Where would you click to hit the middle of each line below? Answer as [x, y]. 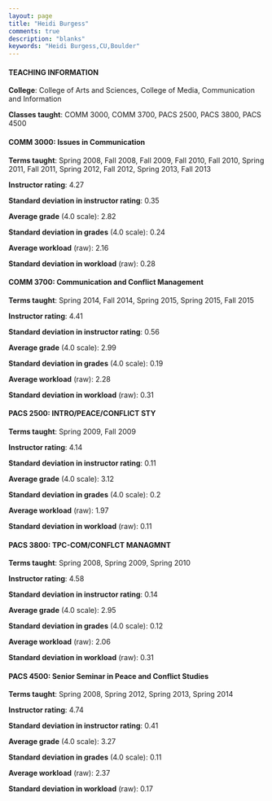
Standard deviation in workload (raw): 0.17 [81, 789]
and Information [35, 99]
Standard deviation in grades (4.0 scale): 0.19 [86, 363]
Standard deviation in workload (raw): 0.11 [80, 526]
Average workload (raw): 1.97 [59, 510]
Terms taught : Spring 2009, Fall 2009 [72, 431]
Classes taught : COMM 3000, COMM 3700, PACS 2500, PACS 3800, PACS [135, 115]
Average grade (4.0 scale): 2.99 [62, 348]
